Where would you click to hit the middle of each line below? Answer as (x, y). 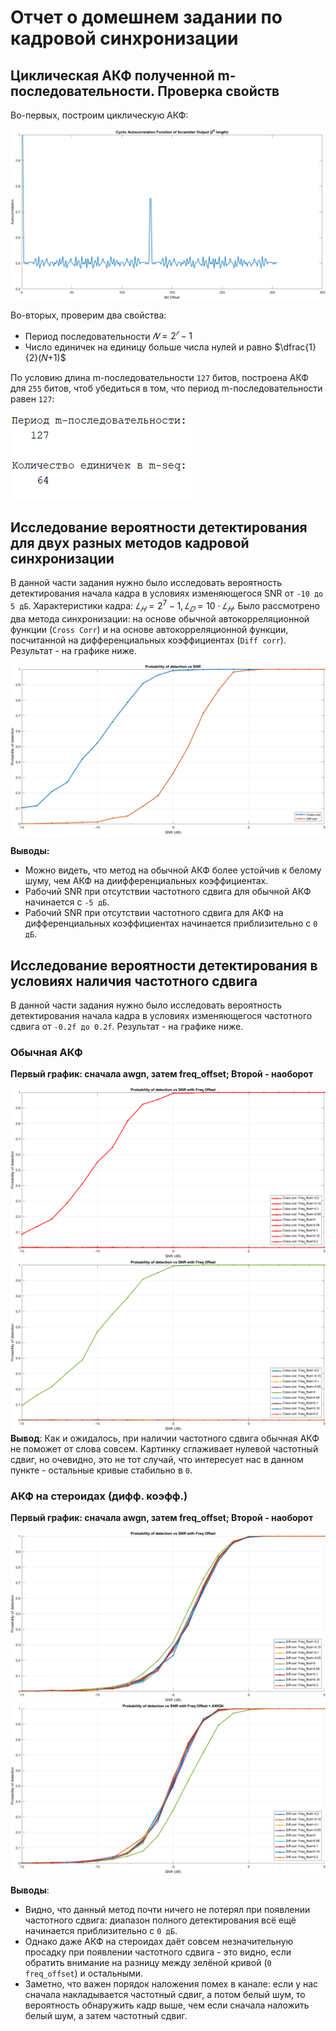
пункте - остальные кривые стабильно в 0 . (101, 1470)
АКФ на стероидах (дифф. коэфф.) (99, 1496)
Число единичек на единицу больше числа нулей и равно (148, 347)
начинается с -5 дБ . (67, 902)
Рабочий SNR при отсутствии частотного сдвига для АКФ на (154, 913)
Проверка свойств (218, 91)
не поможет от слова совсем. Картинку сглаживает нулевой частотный (164, 1448)
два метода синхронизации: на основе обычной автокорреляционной (160, 618)
